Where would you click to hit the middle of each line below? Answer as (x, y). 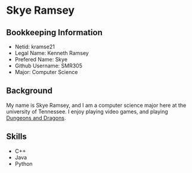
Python (24, 163)
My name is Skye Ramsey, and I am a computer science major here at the (96, 105)
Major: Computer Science (46, 72)
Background (29, 91)
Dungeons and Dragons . (36, 118)
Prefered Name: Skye (41, 59)
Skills (16, 137)
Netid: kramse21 (35, 47)
